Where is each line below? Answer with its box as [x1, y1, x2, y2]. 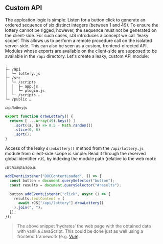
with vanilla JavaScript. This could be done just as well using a [17, 228, 143, 234]
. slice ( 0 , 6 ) [14, 127, 41, 132]
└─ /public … [5, 97, 32, 102]
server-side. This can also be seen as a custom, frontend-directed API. [5, 42, 148, 48]
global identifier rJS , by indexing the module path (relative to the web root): [5, 156, 157, 162]
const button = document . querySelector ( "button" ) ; [9, 178, 115, 183]
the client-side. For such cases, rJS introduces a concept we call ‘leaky [5, 32, 149, 38]
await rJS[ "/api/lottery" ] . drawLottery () [18, 201, 104, 205]
